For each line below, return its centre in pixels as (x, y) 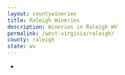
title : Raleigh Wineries (44, 20)
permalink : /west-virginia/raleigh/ (61, 33)
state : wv (22, 46)
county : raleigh (31, 40)
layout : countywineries (42, 14)
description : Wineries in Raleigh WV (63, 27)
